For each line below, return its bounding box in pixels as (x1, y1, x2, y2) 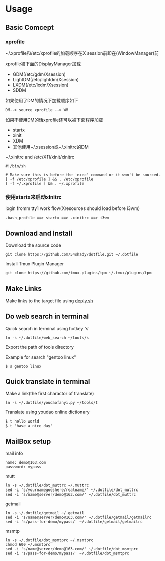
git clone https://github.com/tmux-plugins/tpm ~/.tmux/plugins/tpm (5, 270, 152, 275)
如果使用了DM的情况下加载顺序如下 (5, 97, 79, 103)
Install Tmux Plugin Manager (5, 260, 64, 267)
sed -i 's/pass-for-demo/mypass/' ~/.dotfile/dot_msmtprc (5, 551, 129, 556)
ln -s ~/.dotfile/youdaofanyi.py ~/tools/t (5, 400, 98, 405)
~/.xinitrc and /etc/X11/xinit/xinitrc (5, 154, 74, 160)
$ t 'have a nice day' (5, 424, 53, 429)
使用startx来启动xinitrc (5, 193, 62, 200)
